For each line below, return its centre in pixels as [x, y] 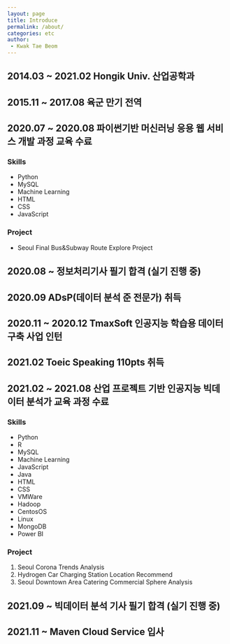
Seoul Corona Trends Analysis [61, 567]
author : [19, 40]
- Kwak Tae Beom [34, 46]
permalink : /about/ [36, 27]
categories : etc [31, 33]
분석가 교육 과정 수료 [68, 401]
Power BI [30, 534]
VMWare [30, 497]
